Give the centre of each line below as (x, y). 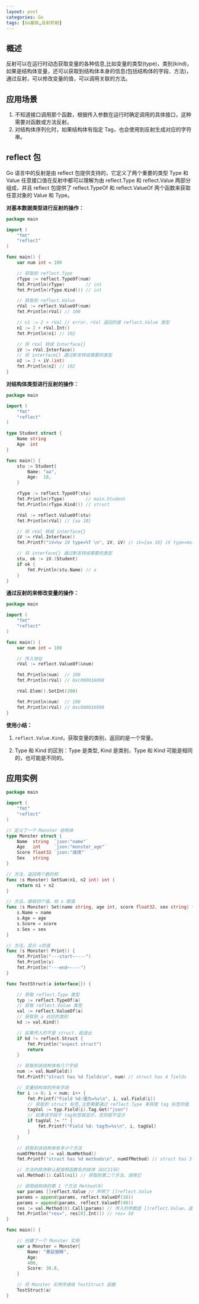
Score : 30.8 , (44, 1268)
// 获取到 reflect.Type (45, 273)
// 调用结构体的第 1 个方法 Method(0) (60, 1186)
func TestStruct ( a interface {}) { (49, 984)
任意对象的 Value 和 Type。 (39, 195)
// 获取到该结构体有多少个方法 (49, 1148)
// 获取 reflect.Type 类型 (48, 995)
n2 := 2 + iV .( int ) (41, 361)
